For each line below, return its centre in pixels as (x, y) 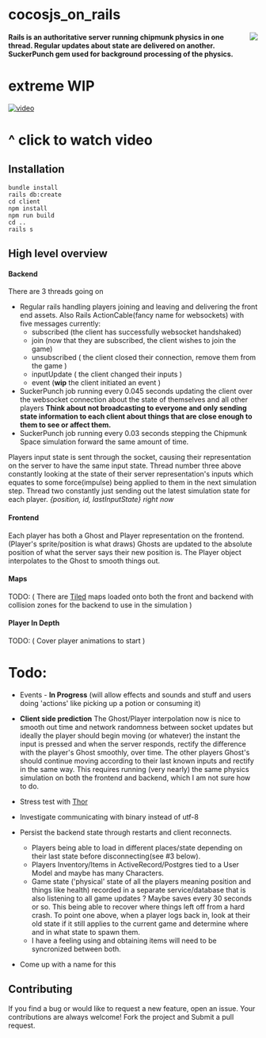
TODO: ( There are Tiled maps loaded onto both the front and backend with (131, 596)
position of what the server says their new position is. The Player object (125, 552)
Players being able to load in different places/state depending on (137, 847)
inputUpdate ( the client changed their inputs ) (107, 374)
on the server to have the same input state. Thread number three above (125, 465)
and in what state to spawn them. (86, 932)
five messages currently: (60, 324)
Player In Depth (34, 623)
